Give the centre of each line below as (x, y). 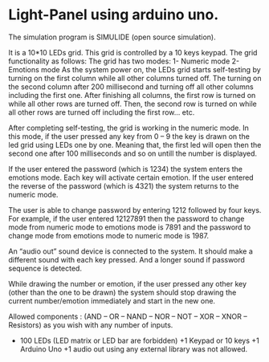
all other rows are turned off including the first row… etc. (102, 112)
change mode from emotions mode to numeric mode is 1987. (109, 235)
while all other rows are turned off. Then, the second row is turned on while (132, 104)
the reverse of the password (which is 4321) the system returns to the (124, 185)
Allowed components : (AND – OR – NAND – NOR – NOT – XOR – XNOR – (128, 316)
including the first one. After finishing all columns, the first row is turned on (132, 95)
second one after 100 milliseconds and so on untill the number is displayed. (133, 153)
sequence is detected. (45, 268)
